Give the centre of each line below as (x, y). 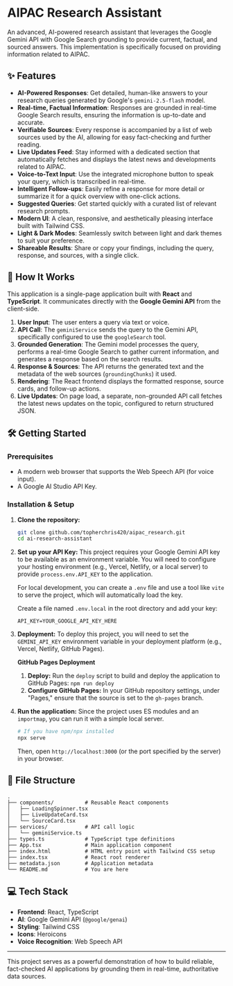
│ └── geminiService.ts (44, 833)
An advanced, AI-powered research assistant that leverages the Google (110, 32)
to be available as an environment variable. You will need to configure (116, 559)
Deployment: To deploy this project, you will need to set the (103, 634)
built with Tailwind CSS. (51, 225)
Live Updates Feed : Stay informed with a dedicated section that (109, 151)
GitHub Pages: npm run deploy (71, 683)
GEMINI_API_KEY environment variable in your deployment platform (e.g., (119, 641)
